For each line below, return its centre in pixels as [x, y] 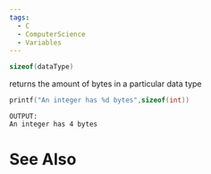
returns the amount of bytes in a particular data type [106, 84]
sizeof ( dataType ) [42, 67]
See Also [43, 159]
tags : [19, 17]
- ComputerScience [52, 34]
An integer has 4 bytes [54, 124]
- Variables [40, 42]
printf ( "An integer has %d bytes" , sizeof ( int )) [100, 100]
